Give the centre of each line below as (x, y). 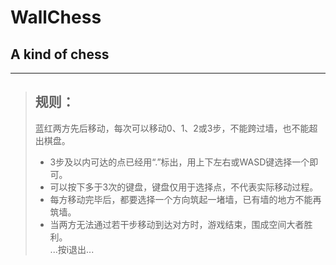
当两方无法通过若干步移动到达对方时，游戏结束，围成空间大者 (177, 224)
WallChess (56, 17)
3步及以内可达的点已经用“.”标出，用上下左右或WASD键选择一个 (179, 162)
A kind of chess (60, 54)
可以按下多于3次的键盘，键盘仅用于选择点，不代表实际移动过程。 (184, 187)
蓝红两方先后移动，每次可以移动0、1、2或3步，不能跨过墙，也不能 (172, 128)
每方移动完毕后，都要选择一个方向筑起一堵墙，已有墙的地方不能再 (185, 199)
